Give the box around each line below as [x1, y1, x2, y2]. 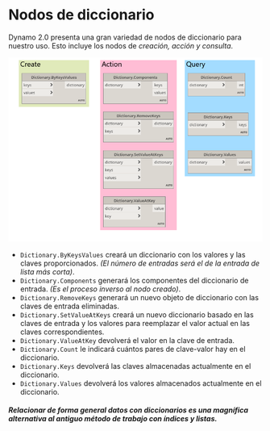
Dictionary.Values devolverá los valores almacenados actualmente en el [19, 378, 262, 388]
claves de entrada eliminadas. [19, 301, 119, 311]
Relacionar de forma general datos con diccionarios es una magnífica [8, 405, 248, 415]
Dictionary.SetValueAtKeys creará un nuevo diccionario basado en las [19, 309, 254, 320]
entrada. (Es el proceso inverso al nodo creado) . [19, 284, 181, 294]
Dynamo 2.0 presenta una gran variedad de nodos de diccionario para [8, 32, 242, 42]
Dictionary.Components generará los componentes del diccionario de [19, 275, 249, 285]
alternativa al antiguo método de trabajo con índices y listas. [8, 414, 218, 424]
